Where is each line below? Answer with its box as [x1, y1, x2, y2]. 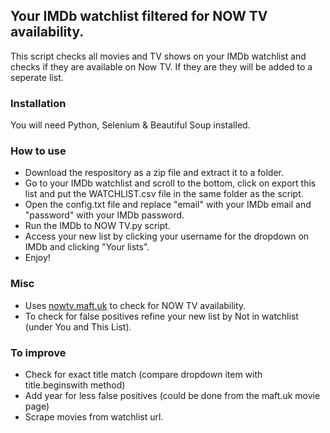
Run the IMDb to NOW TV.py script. [24, 220, 171, 232]
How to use [10, 144, 67, 158]
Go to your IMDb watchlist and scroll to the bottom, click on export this [24, 177, 317, 189]
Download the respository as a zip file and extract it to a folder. [24, 167, 285, 179]
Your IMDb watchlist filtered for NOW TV [10, 8, 268, 25]
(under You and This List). [24, 320, 132, 333]
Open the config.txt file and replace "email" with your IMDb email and [24, 199, 312, 211]
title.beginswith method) [24, 379, 126, 391]
